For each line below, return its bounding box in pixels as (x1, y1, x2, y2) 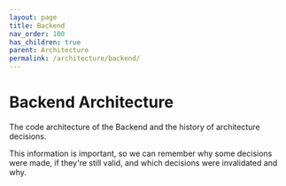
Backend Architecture (9, 92, 174, 112)
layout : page (9, 12, 58, 22)
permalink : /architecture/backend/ (9, 54, 141, 63)
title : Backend (9, 21, 66, 30)
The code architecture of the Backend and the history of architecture (9, 121, 260, 132)
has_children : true (9, 37, 81, 47)
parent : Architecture (9, 46, 89, 55)
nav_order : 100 (9, 29, 66, 38)
